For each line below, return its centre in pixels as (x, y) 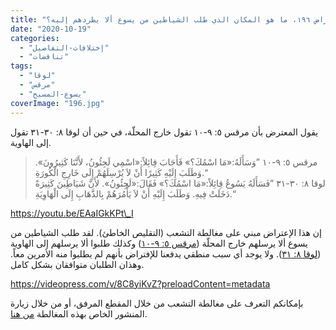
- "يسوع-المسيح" (53, 94)
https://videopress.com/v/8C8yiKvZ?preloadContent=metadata (140, 283)
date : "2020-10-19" (51, 29)
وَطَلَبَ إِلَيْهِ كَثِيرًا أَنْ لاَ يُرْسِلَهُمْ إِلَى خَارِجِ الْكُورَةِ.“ (121, 172)
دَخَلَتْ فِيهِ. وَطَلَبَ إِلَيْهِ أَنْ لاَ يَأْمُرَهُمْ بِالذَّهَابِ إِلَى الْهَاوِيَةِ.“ (135, 193)
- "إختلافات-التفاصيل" (64, 47)
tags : (21, 66)
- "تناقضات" (44, 57)
